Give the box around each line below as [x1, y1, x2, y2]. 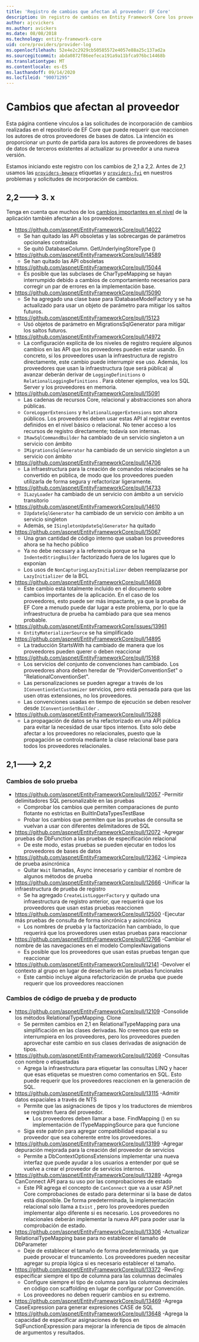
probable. [23, 616, 47, 623]
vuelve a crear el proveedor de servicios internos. [23, 1165, 145, 1172]
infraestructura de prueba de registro [14, 885, 106, 892]
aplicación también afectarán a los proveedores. [6, 214, 124, 222]
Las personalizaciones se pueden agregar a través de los [23, 679, 163, 686]
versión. [6, 152, 26, 159]
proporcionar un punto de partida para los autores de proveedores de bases [6, 139, 192, 146]
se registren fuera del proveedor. [23, 1109, 104, 1116]
